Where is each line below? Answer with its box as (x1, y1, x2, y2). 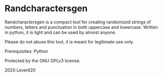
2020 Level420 (4, 67, 36, 73)
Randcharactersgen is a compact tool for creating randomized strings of (4, 19, 151, 25)
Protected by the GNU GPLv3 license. (4, 58, 81, 63)
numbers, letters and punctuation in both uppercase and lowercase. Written (4, 24, 158, 30)
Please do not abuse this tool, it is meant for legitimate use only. (4, 38, 134, 44)
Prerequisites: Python (4, 48, 48, 54)
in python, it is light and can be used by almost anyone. (4, 29, 117, 35)
